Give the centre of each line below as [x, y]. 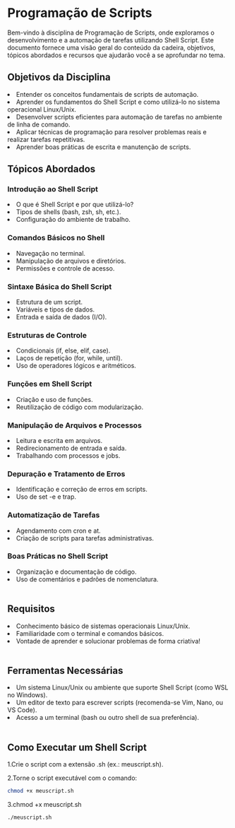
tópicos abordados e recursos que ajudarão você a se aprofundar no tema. [116, 55]
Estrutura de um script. [50, 302]
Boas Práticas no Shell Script [58, 556]
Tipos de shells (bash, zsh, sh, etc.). [69, 212]
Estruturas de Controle [47, 335]
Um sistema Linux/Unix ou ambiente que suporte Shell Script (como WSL [122, 687]
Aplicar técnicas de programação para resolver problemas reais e [112, 131]
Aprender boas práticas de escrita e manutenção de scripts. [104, 147]
